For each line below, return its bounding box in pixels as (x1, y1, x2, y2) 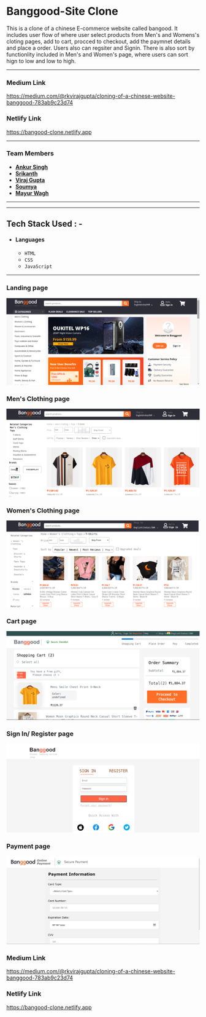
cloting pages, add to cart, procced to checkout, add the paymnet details (6, 37, 191, 45)
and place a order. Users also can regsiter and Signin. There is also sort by (6, 44, 195, 52)
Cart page (6, 616, 37, 625)
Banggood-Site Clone (6, 4, 118, 18)
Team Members (6, 149, 54, 158)
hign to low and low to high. (6, 57, 77, 65)
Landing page (6, 284, 48, 293)
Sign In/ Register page (6, 729, 74, 738)
